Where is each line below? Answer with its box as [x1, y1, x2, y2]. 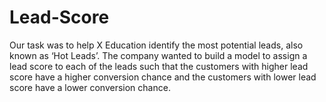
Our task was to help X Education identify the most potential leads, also [9, 39, 304, 51]
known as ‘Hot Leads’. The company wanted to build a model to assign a [9, 49, 308, 61]
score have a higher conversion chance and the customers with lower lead [9, 71, 317, 83]
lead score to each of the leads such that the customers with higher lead [9, 60, 309, 72]
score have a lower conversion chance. [9, 81, 171, 93]
